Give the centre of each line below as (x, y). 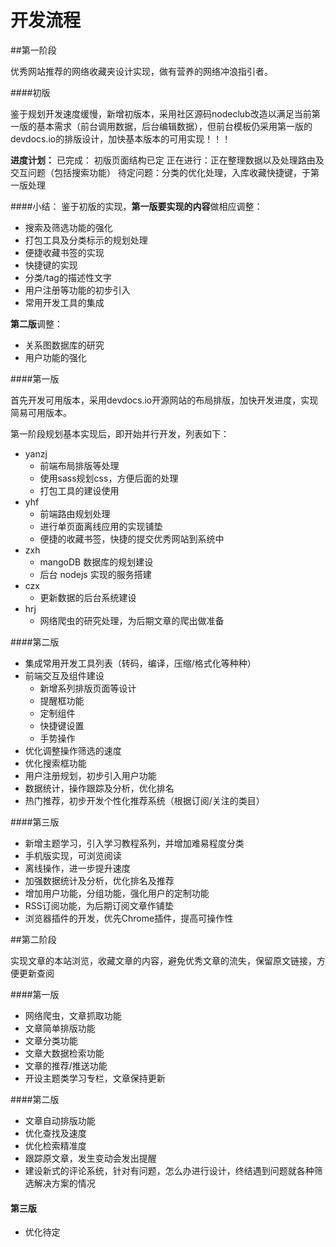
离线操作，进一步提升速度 (77, 868)
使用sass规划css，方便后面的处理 (109, 478)
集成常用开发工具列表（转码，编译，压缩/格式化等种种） (140, 663)
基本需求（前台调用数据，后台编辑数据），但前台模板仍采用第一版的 (174, 126)
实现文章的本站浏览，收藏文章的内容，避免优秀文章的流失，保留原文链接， (163, 960)
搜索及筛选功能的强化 (68, 227)
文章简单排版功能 (60, 1028)
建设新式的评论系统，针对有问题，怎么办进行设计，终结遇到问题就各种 (169, 1170)
